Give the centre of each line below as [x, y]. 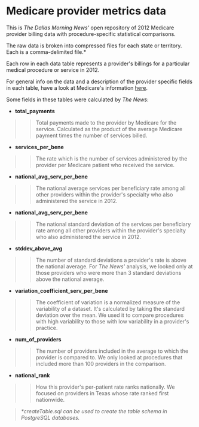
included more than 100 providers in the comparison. [101, 364]
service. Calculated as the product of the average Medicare [109, 129]
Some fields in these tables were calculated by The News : [78, 99]
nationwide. [50, 399]
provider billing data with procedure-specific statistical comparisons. [91, 34]
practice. [47, 328]
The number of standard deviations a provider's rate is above [111, 260]
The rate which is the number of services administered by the [111, 158]
